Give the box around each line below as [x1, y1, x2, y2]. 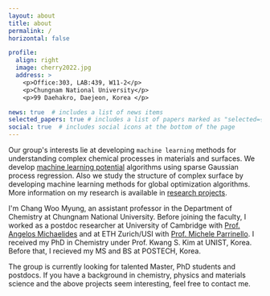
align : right [15, 56, 59, 64]
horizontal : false [8, 34, 70, 43]
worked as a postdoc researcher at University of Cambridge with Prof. [8, 220, 241, 230]
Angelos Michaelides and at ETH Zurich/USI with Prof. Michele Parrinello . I [8, 229, 255, 238]
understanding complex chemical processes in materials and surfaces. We [8, 154, 256, 163]
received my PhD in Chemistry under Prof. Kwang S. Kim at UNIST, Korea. [8, 238, 252, 247]
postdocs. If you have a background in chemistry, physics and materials [8, 270, 247, 280]
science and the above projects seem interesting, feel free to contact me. [8, 279, 251, 288]
